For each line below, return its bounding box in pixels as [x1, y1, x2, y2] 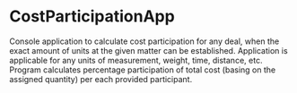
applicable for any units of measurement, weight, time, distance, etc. [9, 55, 263, 65]
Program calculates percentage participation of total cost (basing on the [9, 64, 276, 75]
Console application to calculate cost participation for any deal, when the [9, 36, 280, 46]
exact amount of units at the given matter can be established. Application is [9, 45, 289, 55]
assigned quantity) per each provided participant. [9, 73, 193, 84]
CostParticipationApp [9, 6, 175, 27]
